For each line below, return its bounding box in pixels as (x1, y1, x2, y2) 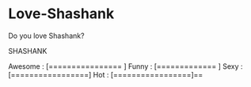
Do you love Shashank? (8, 31, 85, 40)
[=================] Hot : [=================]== (8, 70, 203, 79)
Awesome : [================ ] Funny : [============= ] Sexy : (8, 61, 243, 71)
